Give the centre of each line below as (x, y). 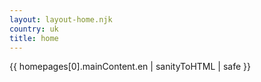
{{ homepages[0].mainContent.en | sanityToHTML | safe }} (130, 67)
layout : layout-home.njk (61, 19)
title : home (34, 38)
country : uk (34, 29)
